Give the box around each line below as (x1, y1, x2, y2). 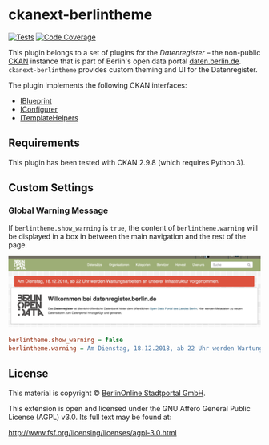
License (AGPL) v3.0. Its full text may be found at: (8, 412, 172, 422)
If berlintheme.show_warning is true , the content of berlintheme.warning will (8, 223, 259, 233)
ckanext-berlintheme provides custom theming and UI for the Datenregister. (8, 64, 258, 74)
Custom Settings (8, 181, 94, 194)
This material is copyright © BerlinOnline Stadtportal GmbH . (8, 388, 206, 398)
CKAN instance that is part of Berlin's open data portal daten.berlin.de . (8, 56, 242, 66)
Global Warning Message (8, 205, 109, 216)
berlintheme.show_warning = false (8, 336, 124, 345)
